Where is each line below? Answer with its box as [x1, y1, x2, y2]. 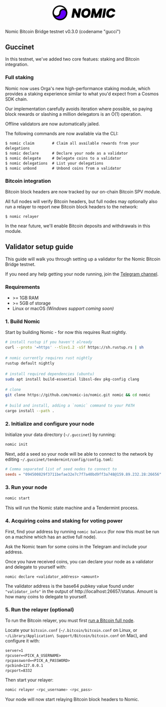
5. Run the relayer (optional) [5, 606, 74, 613]
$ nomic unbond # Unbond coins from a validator [5, 166, 122, 171]
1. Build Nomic [5, 318, 40, 325]
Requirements [5, 283, 40, 290]
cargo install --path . [5, 408, 55, 413]
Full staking [5, 74, 34, 81]
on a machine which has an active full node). [5, 534, 97, 540]
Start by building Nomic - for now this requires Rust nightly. [5, 329, 127, 335]
